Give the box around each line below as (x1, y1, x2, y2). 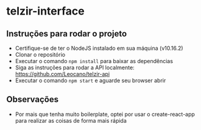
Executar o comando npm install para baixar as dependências (15, 58, 174, 64)
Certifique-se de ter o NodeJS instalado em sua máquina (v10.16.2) (15, 44, 184, 52)
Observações (6, 94, 59, 104)
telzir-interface (6, 4, 85, 18)
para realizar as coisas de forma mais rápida (15, 117, 127, 124)
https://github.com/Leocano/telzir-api (15, 70, 110, 77)
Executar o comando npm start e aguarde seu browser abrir (15, 77, 166, 84)
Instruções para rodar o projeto (6, 29, 127, 39)
